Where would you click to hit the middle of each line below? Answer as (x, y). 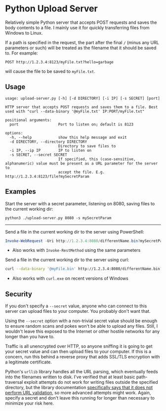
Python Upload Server (51, 9)
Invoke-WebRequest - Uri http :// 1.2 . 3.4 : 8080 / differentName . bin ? (73, 241)
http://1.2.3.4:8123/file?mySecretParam (47, 176)
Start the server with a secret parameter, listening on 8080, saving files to (80, 203)
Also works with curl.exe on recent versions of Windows (70, 279)
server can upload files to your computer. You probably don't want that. (78, 311)
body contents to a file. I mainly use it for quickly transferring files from (77, 27)
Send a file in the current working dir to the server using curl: (67, 260)
